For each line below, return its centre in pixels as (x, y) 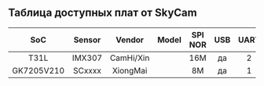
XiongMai (130, 70)
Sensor (87, 40)
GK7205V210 (38, 70)
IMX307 (87, 58)
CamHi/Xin (130, 58)
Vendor (129, 40)
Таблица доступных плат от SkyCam (103, 13)
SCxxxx (88, 70)
